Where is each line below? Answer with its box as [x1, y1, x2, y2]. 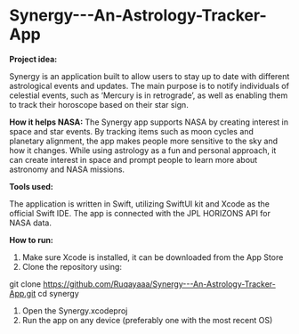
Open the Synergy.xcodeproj [21, 305, 128, 316]
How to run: [9, 234, 53, 245]
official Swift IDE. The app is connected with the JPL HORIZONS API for [9, 208, 271, 218]
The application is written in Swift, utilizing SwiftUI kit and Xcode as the [9, 198, 270, 209]
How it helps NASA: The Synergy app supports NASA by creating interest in [9, 117, 289, 127]
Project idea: [9, 53, 58, 64]
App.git [9, 288, 36, 298]
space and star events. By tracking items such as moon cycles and [9, 126, 254, 136]
